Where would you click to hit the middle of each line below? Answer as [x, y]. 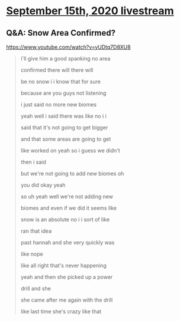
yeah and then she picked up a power [67, 277]
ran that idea [36, 231]
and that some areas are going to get [66, 139]
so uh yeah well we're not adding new [67, 196]
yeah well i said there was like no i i [63, 116]
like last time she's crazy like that [61, 312]
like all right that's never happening [63, 266]
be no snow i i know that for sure [60, 82]
